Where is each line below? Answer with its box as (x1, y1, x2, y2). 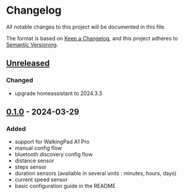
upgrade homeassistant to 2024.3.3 (14, 90, 103, 97)
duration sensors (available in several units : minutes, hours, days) (14, 170, 177, 177)
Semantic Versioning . (6, 41, 58, 48)
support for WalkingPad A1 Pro (14, 138, 90, 146)
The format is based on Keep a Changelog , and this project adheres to (6, 34, 178, 42)
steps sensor (14, 163, 47, 171)
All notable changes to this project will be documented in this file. (6, 23, 166, 30)
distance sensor (14, 157, 55, 164)
